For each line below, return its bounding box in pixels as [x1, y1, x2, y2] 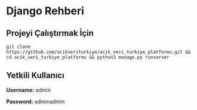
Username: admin [6, 86, 51, 93]
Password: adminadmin [6, 97, 65, 105]
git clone [6, 44, 31, 50]
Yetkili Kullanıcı [6, 71, 64, 81]
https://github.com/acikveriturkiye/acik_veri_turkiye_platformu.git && [6, 49, 191, 55]
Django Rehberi [6, 4, 85, 18]
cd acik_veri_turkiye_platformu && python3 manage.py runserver [6, 54, 170, 60]
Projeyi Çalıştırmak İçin [6, 28, 94, 38]
